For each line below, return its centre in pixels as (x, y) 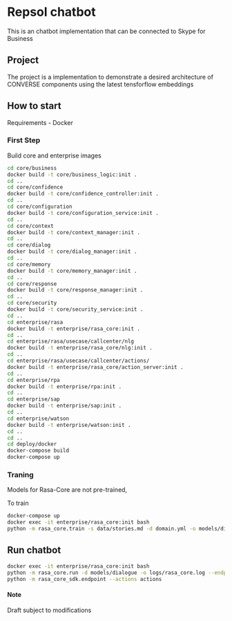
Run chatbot (34, 550)
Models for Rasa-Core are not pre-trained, (67, 490)
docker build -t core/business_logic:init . (72, 174)
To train (18, 503)
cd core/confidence (35, 187)
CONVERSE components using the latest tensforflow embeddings (100, 84)
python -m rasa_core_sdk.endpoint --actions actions (85, 579)
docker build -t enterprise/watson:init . (69, 425)
